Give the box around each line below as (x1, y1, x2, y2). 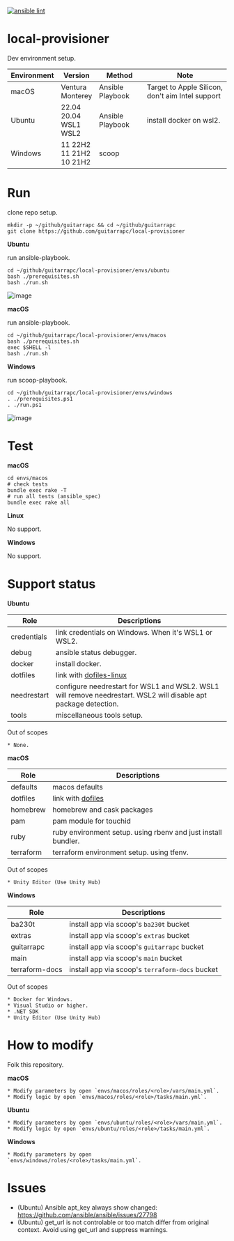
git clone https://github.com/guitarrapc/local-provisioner (7, 227, 186, 235)
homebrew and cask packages (52, 805, 153, 815)
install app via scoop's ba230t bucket (69, 919, 190, 929)
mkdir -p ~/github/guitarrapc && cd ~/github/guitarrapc (7, 222, 176, 229)
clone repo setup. (7, 208, 58, 216)
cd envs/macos (7, 475, 49, 481)
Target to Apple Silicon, (146, 82, 223, 92)
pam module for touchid (52, 816, 131, 826)
